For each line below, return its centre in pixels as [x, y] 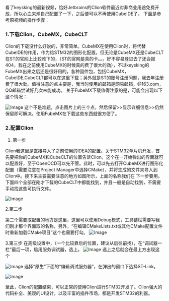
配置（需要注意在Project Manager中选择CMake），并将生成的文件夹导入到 [81, 169]
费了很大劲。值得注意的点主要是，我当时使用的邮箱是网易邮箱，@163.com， [84, 84]
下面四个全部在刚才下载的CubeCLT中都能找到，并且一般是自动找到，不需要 [83, 182]
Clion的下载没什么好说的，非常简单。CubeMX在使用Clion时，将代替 [75, 46]
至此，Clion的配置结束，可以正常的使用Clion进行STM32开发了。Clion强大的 [84, 287]
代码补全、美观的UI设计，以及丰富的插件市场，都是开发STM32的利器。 [79, 293]
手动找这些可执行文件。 [29, 189]
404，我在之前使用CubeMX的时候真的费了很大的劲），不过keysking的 [77, 65]
